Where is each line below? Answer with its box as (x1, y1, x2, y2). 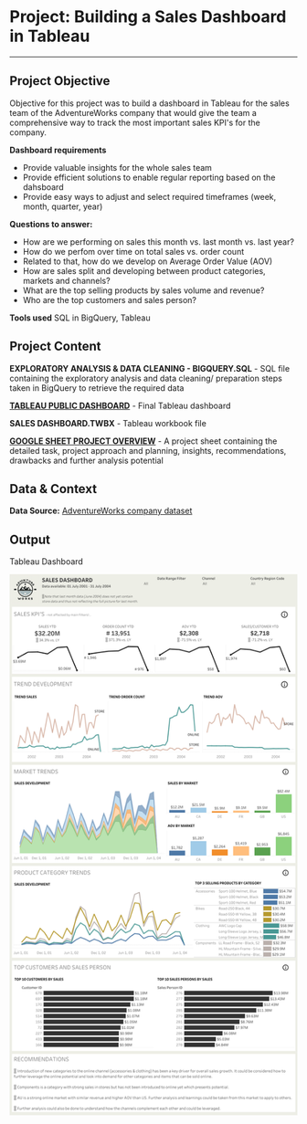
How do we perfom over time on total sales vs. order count (22, 246, 245, 257)
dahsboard (22, 181, 64, 193)
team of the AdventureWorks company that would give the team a (9, 107, 258, 118)
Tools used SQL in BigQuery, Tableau (9, 312, 151, 323)
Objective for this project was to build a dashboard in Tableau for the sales (9, 98, 290, 109)
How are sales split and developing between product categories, (22, 265, 267, 276)
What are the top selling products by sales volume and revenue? (22, 285, 265, 296)
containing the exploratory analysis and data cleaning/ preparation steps (9, 373, 283, 383)
